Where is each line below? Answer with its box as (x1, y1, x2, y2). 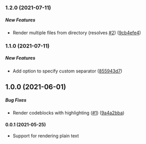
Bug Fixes (5, 97, 27, 103)
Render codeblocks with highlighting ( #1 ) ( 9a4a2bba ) (12, 110, 125, 116)
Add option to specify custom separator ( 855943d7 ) (12, 68, 123, 74)
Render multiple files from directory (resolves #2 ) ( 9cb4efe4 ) (12, 30, 141, 36)
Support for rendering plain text (12, 133, 79, 139)
